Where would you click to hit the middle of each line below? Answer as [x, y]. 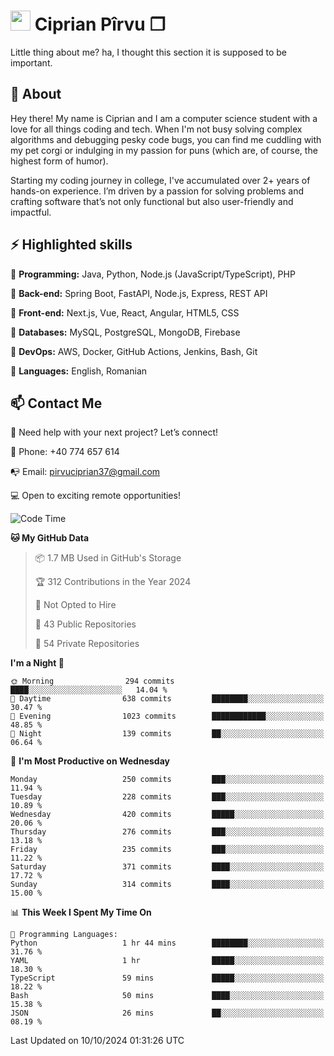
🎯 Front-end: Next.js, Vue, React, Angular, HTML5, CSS [125, 312]
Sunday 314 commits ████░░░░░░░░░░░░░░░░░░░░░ [167, 885]
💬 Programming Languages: [64, 935]
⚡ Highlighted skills [71, 245]
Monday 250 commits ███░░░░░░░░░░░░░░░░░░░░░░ [167, 780]
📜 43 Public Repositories [85, 624]
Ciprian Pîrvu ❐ [100, 24]
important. [31, 62]
